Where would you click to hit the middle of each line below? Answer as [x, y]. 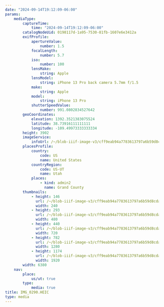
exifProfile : [36, 37]
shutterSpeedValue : [51, 105]
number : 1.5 [52, 46]
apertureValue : [47, 42]
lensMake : [41, 69]
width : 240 [47, 206]
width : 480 [47, 219]
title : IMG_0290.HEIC [27, 292]
